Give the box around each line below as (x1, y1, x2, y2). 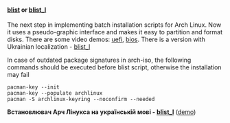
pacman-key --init (7, 84, 60, 91)
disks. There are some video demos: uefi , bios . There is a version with (7, 35, 206, 44)
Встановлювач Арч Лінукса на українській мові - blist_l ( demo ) (7, 108, 196, 116)
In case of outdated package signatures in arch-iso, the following (7, 56, 192, 65)
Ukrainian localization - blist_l (7, 43, 91, 51)
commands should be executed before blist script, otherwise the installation (7, 63, 222, 71)
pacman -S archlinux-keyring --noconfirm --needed (7, 96, 155, 103)
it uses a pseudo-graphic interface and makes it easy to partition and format (7, 28, 223, 36)
